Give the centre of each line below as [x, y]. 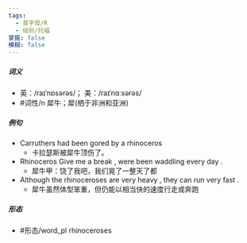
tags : [17, 15]
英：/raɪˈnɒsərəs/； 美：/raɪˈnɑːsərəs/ [81, 93]
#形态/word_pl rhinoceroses [66, 230]
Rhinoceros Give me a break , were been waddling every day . [121, 162]
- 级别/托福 [33, 30]
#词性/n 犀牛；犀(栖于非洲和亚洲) [74, 103]
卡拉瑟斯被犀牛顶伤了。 [70, 152]
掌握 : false [27, 38]
